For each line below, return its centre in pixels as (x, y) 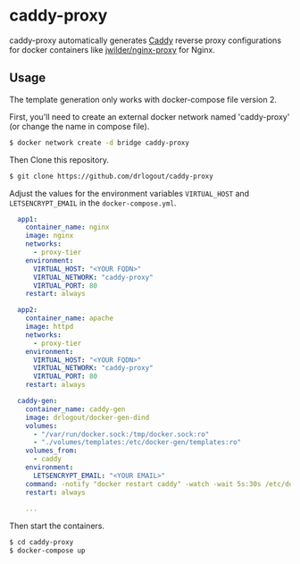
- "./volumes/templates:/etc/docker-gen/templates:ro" (137, 442)
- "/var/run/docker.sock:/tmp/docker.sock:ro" (121, 434)
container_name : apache (70, 318)
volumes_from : (51, 451)
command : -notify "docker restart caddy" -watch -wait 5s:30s (143, 484)
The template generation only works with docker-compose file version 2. (143, 99)
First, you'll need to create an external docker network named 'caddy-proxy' (150, 116)
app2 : (28, 310)
